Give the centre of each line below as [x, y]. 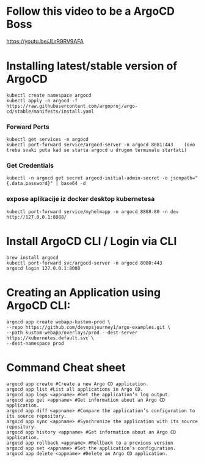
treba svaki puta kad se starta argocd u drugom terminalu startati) [97, 150]
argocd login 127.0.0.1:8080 [43, 268]
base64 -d [73, 184]
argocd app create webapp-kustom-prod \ [59, 322]
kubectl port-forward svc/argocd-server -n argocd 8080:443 [85, 263]
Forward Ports [28, 127]
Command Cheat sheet [66, 367]
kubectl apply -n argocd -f [42, 100]
